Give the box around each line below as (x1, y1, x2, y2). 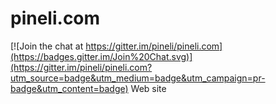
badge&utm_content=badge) (10, 82, 129, 94)
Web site (130, 82, 167, 94)
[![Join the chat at (10, 40, 84, 52)
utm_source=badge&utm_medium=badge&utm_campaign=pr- (10, 72, 266, 84)
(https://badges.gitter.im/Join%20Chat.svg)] (10, 50, 193, 62)
